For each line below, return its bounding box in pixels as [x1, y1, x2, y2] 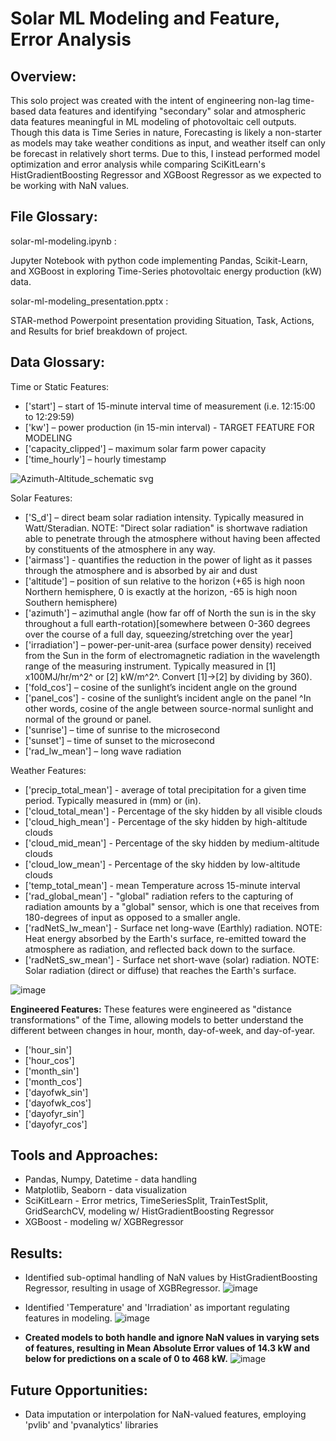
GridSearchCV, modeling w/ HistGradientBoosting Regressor [24, 1205, 275, 1217]
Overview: [10, 68, 77, 85]
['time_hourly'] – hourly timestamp [24, 453, 167, 465]
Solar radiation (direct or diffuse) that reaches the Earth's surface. [24, 964, 297, 976]
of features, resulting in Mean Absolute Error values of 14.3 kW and [24, 1342, 311, 1354]
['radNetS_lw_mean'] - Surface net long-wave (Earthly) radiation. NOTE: [24, 922, 323, 934]
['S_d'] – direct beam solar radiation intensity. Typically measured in [24, 511, 305, 523]
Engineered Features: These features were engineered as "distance [10, 1003, 292, 1015]
